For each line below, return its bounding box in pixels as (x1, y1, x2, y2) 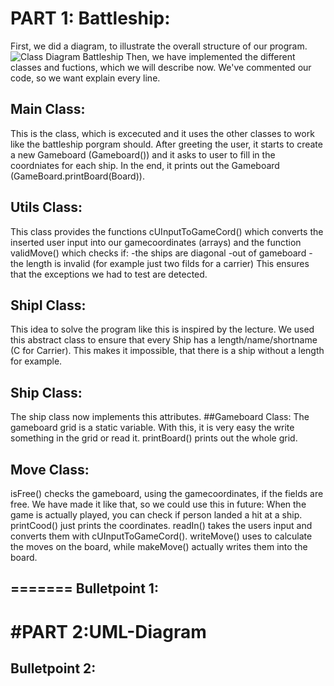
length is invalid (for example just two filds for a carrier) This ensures (25, 257, 310, 269)
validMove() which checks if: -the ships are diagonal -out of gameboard (10, 247, 307, 259)
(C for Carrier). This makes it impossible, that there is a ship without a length (10, 345, 325, 357)
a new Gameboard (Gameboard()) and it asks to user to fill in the (10, 148, 276, 161)
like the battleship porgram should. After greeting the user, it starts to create (10, 138, 323, 150)
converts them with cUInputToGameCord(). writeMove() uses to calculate (10, 530, 313, 542)
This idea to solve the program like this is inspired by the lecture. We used (10, 323, 315, 336)
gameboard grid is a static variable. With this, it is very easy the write (10, 422, 295, 434)
